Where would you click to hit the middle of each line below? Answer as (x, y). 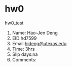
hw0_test (14, 23)
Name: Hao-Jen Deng (35, 32)
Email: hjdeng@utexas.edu (39, 43)
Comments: (24, 59)
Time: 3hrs (23, 49)
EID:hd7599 (24, 38)
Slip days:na (25, 54)
